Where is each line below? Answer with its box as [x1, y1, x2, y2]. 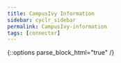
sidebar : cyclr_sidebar [7, 17, 76, 24]
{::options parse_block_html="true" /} [7, 48, 115, 57]
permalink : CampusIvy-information [7, 23, 108, 30]
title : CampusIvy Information [7, 10, 95, 17]
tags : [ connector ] [7, 29, 60, 37]
